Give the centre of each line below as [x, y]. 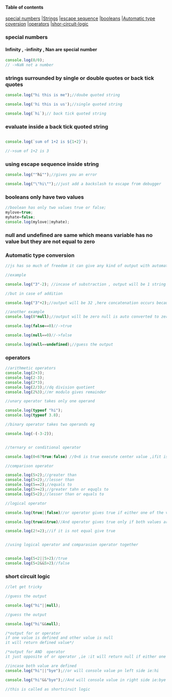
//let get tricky [24, 587]
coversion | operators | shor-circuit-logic [47, 24]
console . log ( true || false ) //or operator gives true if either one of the [84, 513]
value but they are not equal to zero [50, 242]
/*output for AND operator [35, 652]
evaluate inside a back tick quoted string [57, 126]
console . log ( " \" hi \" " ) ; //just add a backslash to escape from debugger [83, 184]
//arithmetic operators [31, 368]
